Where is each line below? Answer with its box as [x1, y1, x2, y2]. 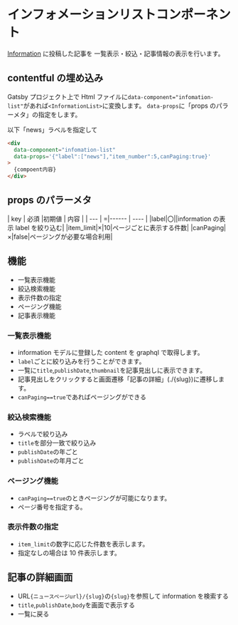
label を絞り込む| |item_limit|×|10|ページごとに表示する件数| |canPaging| [15, 223, 226, 232]
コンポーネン [156, 6, 231, 23]
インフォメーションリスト [7, 6, 156, 23]
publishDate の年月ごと [17, 457, 85, 465]
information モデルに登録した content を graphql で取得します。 [17, 348, 204, 356]
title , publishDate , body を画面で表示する [17, 600, 136, 609]
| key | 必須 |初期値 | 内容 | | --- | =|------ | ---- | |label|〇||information [7, 215, 212, 223]
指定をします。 [38, 110, 82, 118]
